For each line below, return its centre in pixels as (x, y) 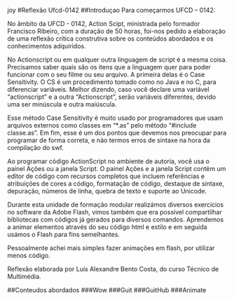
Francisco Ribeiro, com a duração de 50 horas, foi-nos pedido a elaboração (117, 31)
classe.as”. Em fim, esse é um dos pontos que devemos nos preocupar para (117, 133)
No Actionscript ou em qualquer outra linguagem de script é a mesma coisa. (117, 60)
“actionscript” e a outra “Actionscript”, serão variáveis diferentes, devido (112, 97)
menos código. (29, 255)
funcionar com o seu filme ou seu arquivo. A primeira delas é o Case (106, 74)
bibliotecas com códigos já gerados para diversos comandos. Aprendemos (116, 219)
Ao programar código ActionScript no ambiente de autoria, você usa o (109, 161)
